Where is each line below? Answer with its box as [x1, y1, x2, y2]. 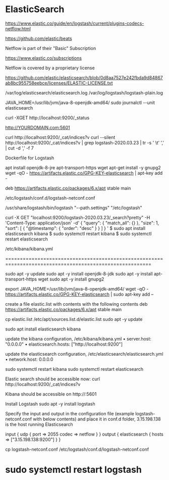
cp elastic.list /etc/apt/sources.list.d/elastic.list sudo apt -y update [5, 316, 143, 322]
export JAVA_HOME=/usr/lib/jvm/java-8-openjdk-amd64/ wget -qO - [5, 285, 149, 292]
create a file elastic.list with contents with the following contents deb [5, 301, 148, 307]
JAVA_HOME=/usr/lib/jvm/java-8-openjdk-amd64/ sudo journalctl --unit [5, 100, 155, 106]
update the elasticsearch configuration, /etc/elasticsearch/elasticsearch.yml [5, 351, 163, 357]
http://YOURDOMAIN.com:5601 [5, 124, 70, 130]
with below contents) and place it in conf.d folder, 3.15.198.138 [32, 416, 161, 422]
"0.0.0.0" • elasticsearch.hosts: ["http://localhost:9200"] [5, 341, 123, 347]
